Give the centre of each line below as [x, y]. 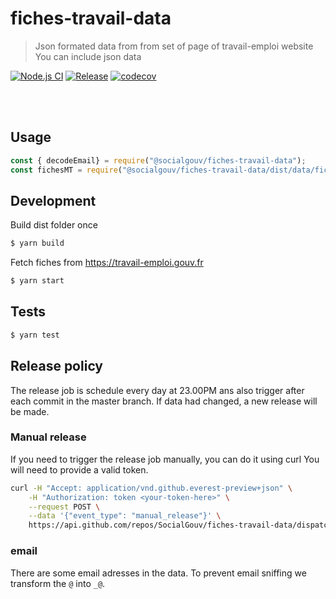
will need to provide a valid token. [79, 469]
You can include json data [88, 56]
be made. [30, 411]
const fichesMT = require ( [66, 170]
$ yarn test [35, 335]
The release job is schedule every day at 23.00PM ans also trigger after [157, 390]
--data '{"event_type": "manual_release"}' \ [125, 516]
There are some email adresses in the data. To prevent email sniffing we [158, 573]
